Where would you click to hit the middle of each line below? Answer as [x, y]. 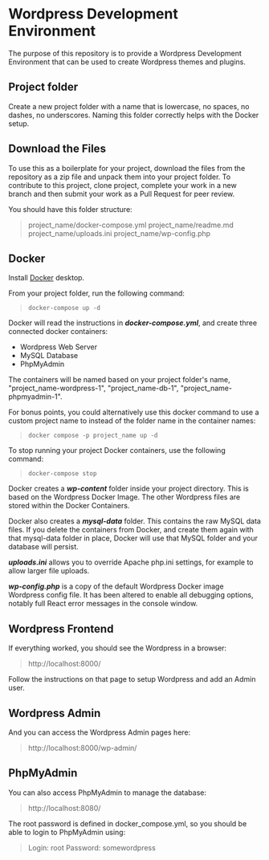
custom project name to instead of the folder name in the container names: [132, 421]
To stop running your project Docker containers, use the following [117, 450]
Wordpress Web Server [59, 347]
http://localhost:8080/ [64, 808]
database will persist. [43, 547]
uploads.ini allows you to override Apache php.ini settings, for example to [131, 562]
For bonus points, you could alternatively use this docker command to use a [134, 412]
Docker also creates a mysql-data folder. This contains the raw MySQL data [134, 521]
